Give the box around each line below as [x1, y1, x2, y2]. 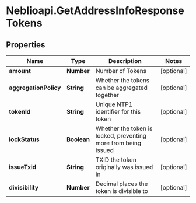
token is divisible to [95, 187, 149, 195]
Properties [6, 40, 45, 50]
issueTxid [9, 163, 37, 171]
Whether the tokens [95, 76, 150, 84]
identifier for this [95, 108, 141, 116]
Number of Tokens [95, 67, 147, 75]
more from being [95, 139, 142, 147]
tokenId [9, 108, 31, 116]
